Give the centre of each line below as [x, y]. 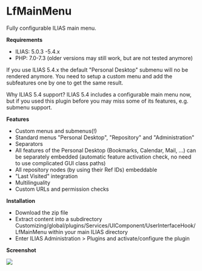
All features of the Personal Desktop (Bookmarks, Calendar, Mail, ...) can [105, 150]
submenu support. [29, 107]
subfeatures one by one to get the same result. [65, 83]
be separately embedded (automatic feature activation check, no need [103, 157]
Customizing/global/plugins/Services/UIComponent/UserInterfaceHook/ [105, 225]
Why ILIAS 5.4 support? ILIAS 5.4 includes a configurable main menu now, [99, 94]
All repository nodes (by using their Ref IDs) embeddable [86, 170]
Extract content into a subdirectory [59, 219]
